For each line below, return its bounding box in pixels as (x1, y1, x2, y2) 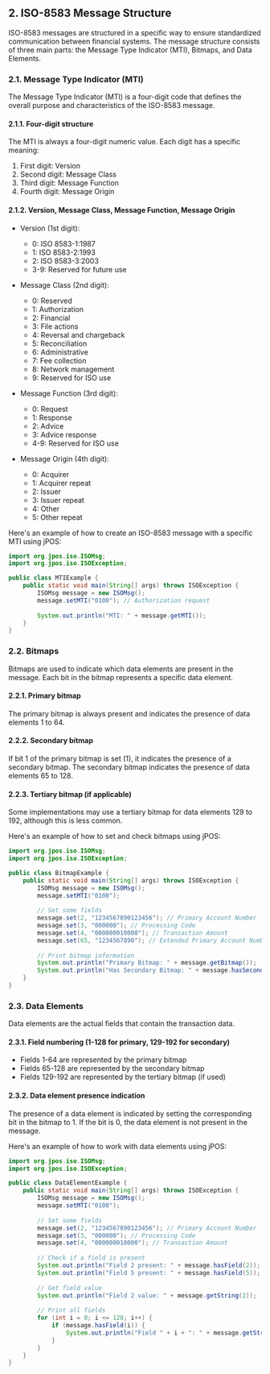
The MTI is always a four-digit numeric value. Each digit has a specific (8, 137, 241, 147)
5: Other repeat (31, 512, 83, 522)
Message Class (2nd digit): (19, 280, 110, 289)
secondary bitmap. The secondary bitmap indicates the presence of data (8, 762, 251, 772)
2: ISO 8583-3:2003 (31, 255, 99, 265)
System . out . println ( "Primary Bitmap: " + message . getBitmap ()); (37, 959, 257, 967)
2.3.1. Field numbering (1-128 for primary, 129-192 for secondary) (8, 1037, 231, 1047)
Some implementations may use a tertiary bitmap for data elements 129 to (8, 807, 253, 817)
